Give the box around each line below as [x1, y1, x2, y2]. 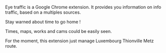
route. [5, 43, 17, 49]
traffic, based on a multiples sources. [5, 9, 81, 15]
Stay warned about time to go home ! [5, 19, 81, 25]
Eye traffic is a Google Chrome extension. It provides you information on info [5, 4, 162, 10]
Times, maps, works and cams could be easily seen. [5, 28, 112, 34]
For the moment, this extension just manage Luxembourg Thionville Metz [5, 38, 154, 44]
